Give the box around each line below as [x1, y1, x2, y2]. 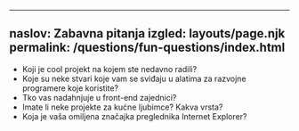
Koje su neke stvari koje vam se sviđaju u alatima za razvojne [21, 73, 246, 84]
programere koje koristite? [21, 82, 119, 94]
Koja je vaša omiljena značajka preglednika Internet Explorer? [21, 111, 247, 121]
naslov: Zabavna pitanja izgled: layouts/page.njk [9, 26, 286, 41]
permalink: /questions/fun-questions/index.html [9, 40, 286, 55]
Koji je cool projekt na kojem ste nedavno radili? [21, 63, 198, 74]
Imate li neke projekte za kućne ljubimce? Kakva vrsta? [21, 102, 223, 112]
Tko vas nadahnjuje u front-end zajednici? [21, 92, 177, 102]
